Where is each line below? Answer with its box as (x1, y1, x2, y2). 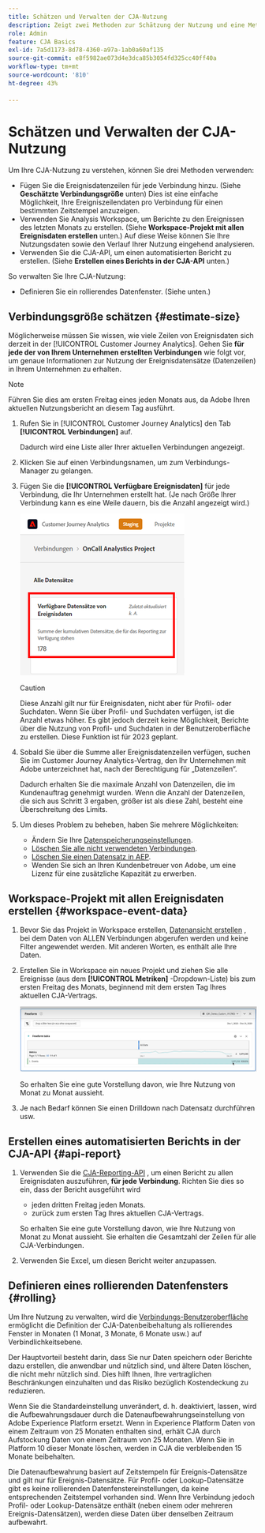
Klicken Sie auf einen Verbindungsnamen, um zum (19, 458, 184, 468)
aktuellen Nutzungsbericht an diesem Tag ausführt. (8, 404, 175, 413)
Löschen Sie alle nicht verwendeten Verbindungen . (31, 844, 197, 853)
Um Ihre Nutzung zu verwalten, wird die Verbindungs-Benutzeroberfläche (8, 1312, 248, 1322)
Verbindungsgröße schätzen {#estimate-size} (8, 310, 241, 323)
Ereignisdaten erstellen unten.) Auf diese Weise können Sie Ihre (19, 231, 230, 241)
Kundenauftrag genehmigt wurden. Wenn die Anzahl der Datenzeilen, (19, 788, 245, 798)
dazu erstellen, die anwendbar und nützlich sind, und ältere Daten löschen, (8, 1361, 252, 1370)
